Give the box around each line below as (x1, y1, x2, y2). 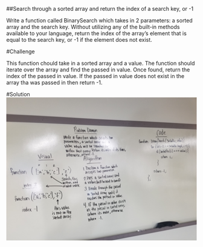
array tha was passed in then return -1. (6, 79, 103, 86)
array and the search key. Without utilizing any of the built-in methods (6, 24, 180, 30)
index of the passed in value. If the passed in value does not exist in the (6, 73, 185, 79)
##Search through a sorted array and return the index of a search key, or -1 (6, 5, 194, 12)
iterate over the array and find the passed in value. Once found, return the (6, 66, 190, 73)
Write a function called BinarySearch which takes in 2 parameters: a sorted (6, 17, 193, 24)
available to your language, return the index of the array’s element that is (6, 30, 187, 37)
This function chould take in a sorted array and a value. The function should (6, 60, 195, 67)
